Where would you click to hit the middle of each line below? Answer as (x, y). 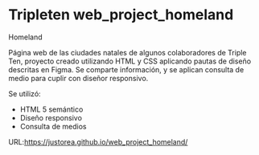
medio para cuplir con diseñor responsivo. (78, 78)
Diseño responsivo (51, 117)
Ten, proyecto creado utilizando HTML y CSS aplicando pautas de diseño (130, 61)
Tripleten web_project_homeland (121, 15)
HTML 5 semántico (51, 109)
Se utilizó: (25, 93)
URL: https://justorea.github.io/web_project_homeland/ (98, 141)
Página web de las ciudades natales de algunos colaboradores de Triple (127, 52)
